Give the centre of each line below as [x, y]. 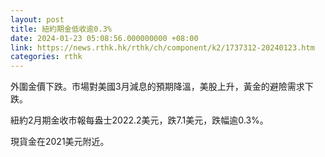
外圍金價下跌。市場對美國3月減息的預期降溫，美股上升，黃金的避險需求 [157, 87]
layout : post [37, 19]
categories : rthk [46, 57]
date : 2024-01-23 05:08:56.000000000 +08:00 [104, 38]
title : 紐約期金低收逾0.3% [61, 29]
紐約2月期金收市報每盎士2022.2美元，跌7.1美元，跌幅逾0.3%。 [139, 120]
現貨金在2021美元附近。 [60, 142]
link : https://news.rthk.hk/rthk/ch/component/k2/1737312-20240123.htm [162, 47]
